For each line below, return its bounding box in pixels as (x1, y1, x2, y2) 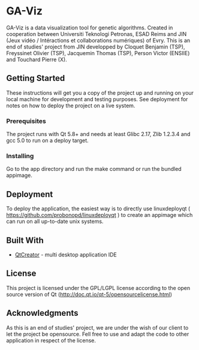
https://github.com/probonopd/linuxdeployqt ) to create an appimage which (6, 212, 193, 219)
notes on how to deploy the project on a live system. (6, 102, 135, 109)
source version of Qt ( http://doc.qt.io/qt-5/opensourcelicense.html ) (6, 291, 173, 298)
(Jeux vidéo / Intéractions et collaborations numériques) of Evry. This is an (6, 37, 191, 44)
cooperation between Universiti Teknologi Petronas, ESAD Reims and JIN (6, 30, 187, 37)
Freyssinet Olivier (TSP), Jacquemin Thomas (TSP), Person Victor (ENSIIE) (6, 49, 190, 56)
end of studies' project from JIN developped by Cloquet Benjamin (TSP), (6, 43, 185, 50)
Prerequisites (6, 117, 46, 125)
